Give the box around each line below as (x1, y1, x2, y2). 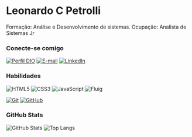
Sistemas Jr (6, 29, 35, 36)
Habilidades (6, 72, 41, 80)
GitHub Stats (6, 111, 43, 119)
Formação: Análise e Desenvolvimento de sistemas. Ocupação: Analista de (6, 23, 187, 30)
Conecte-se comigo (6, 44, 64, 52)
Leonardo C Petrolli (6, 4, 101, 17)
